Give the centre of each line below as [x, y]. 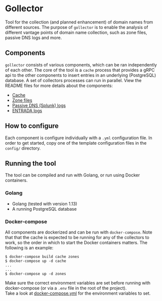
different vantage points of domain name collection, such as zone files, [76, 32]
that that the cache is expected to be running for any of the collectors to [77, 237]
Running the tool [31, 163]
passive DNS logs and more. [34, 38]
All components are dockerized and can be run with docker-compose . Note [79, 232]
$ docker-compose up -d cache [36, 261]
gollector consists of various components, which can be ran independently [81, 64]
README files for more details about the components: [59, 86]
